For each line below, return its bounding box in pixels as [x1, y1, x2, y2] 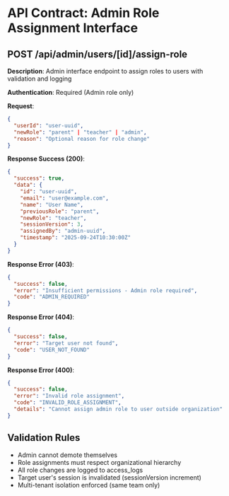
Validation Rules [7, 432, 81, 444]
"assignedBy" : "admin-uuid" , [20, 228, 106, 235]
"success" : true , [13, 175, 65, 182]
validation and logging [7, 74, 72, 83]
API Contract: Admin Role [7, 5, 160, 21]
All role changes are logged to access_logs [17, 466, 143, 474]
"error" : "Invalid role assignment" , [13, 393, 125, 400]
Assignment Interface [7, 20, 139, 36]
